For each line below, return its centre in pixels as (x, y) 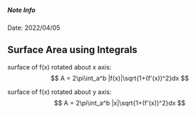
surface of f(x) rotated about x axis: (60, 67)
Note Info (21, 10)
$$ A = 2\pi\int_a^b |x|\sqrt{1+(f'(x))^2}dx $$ (120, 103)
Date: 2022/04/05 (34, 28)
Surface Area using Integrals (72, 50)
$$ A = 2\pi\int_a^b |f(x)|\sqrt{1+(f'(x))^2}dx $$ (120, 78)
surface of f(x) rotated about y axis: (60, 91)
